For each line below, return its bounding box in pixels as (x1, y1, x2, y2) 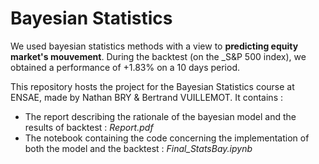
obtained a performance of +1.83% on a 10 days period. (10, 61, 240, 73)
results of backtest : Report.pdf (24, 121, 154, 133)
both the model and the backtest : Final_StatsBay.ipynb (24, 142, 253, 154)
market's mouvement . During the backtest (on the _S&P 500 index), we (10, 50, 307, 62)
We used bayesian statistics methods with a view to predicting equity (10, 40, 299, 52)
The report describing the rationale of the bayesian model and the (24, 110, 297, 122)
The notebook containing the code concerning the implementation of (24, 132, 310, 144)
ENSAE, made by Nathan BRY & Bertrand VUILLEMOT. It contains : (10, 91, 283, 103)
